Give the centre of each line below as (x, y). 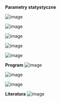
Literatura (16, 94)
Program (14, 65)
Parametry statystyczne (31, 7)
